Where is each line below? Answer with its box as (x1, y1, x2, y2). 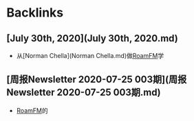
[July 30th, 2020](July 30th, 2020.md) (6, 32, 178, 44)
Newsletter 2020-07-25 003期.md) (6, 86, 161, 98)
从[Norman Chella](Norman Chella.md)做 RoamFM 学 (16, 52, 164, 59)
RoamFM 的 (16, 106, 49, 115)
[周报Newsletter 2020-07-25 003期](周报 (6, 74, 187, 86)
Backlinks (6, 5, 64, 21)
